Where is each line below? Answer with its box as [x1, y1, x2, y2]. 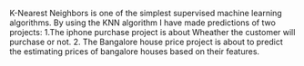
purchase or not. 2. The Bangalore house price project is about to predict [9, 36, 284, 47]
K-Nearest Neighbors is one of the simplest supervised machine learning [9, 8, 282, 18]
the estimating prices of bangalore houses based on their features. [9, 46, 260, 57]
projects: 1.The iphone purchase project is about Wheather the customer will [9, 27, 296, 37]
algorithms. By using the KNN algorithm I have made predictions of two [9, 17, 276, 28]
